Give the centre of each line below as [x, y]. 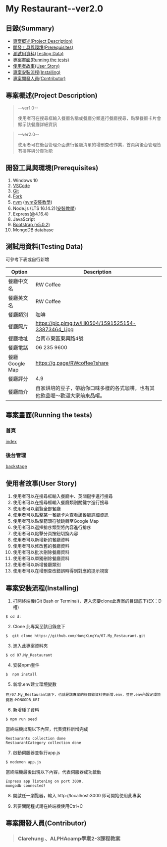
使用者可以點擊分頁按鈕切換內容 [45, 534]
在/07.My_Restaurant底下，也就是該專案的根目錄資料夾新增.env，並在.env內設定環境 [83, 695]
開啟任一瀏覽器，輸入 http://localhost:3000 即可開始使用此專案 [77, 796]
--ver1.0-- [28, 108]
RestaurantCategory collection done [43, 743]
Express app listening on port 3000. [45, 781]
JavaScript [24, 219]
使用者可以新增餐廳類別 [37, 565]
